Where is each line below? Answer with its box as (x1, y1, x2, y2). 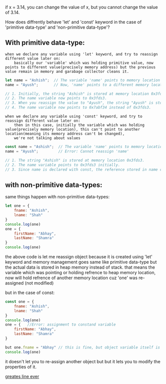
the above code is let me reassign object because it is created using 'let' (5, 254, 153, 259)
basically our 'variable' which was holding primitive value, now (14, 60, 154, 65)
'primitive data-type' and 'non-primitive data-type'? (5, 24, 110, 30)
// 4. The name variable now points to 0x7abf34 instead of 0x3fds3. (5, 105, 152, 110)
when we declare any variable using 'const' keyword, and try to (5, 114, 142, 119)
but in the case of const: (5, 289, 55, 295)
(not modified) (24, 280, 54, 286)
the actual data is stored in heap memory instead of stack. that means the (5, 264, 155, 270)
